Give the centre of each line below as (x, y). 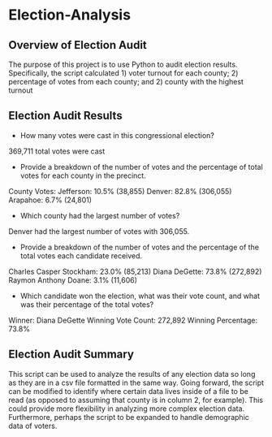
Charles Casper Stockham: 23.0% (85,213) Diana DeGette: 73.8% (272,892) (135, 271)
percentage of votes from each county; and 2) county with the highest (126, 82)
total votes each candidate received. (81, 255)
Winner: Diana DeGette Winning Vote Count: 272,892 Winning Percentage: (133, 320)
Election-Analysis (70, 15)
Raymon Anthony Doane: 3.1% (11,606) (73, 280)
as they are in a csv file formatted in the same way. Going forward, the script (136, 383)
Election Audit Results (66, 116)
